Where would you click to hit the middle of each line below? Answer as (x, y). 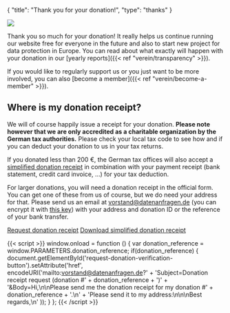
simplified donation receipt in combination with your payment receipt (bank (114, 166)
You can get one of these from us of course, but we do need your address (112, 195)
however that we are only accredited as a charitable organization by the (112, 131)
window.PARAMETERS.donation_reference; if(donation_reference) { (103, 250)
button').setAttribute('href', (45, 265)
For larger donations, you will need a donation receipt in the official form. (110, 187)
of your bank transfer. (38, 217)
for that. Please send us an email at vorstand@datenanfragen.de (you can (112, 202)
